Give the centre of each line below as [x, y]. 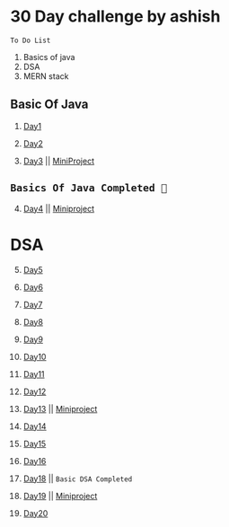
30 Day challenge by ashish [115, 17]
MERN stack [46, 76]
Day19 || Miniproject [60, 496]
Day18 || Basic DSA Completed [78, 479]
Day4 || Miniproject [59, 208]
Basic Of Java [49, 105]
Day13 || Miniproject [60, 408]
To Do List [31, 40]
